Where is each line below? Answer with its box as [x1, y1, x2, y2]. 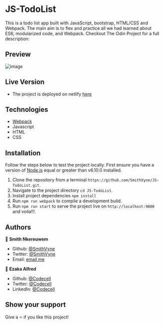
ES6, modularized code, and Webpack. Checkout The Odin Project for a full [5, 30, 160, 36]
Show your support [5, 301, 66, 309]
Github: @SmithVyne [12, 246, 55, 251]
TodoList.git [12, 183, 40, 188]
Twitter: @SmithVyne [12, 251, 56, 257]
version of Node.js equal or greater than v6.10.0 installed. [5, 167, 122, 173]
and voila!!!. [12, 209, 36, 215]
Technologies [5, 105, 49, 114]
